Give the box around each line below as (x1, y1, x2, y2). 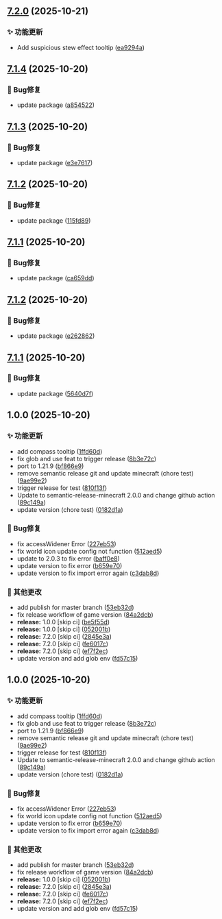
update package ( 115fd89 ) (16, 216, 91, 225)
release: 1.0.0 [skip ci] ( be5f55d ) (16, 618, 110, 626)
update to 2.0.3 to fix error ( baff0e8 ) (16, 554, 120, 563)
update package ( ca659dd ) (16, 274, 95, 282)
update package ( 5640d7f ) (16, 389, 94, 397)
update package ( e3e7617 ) (16, 159, 93, 167)
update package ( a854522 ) (16, 101, 95, 109)
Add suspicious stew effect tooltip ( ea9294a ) (16, 43, 145, 51)
